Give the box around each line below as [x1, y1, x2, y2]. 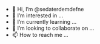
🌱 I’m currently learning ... [12, 18, 77, 25]
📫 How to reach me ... [12, 32, 68, 38]
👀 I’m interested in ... [12, 12, 64, 19]
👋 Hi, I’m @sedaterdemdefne [12, 6, 84, 12]
